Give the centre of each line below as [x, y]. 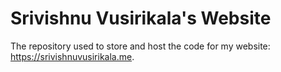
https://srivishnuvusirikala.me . [72, 56]
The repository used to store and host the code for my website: [140, 46]
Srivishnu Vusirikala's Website [141, 18]
